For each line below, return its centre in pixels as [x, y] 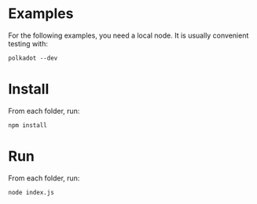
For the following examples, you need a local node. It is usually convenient [128, 35]
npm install [28, 125]
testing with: [28, 43]
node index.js [31, 192]
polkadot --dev [33, 58]
